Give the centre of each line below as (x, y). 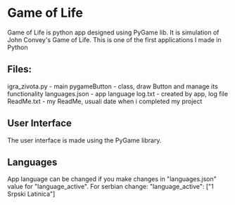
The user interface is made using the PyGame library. (84, 140)
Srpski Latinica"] (31, 194)
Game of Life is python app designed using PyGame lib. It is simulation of (113, 32)
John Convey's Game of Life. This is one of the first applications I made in (114, 39)
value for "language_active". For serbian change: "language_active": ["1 (111, 187)
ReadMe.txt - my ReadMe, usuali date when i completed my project (105, 101)
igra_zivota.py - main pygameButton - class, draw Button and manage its (113, 86)
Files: (19, 69)
